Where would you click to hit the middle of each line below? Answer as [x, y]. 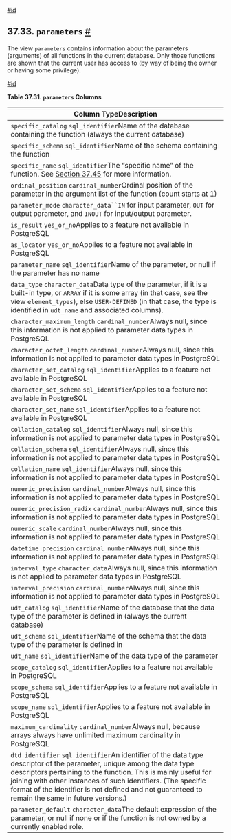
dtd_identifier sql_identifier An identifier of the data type [107, 754]
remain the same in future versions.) [69, 798]
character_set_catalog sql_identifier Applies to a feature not [111, 370]
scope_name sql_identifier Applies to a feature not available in [111, 706]
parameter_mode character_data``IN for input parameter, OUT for [113, 205]
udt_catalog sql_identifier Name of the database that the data [113, 608]
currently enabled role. [47, 826]
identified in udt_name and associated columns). [87, 310]
